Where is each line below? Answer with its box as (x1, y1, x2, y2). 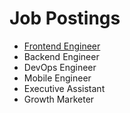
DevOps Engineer (23, 61, 97, 73)
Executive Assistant (23, 82, 106, 94)
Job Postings (9, 7, 121, 30)
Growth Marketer (23, 93, 95, 105)
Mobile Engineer (23, 72, 92, 84)
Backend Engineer (23, 50, 100, 62)
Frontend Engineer (23, 40, 101, 52)
